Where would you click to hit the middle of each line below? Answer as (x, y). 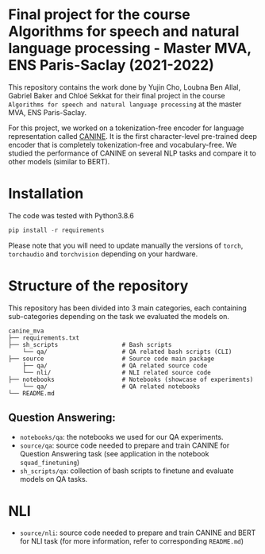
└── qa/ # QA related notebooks (111, 387)
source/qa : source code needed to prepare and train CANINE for (125, 445)
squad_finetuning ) (50, 462)
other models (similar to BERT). (59, 161)
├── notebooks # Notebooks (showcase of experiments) (131, 379)
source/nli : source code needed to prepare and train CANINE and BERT (138, 533)
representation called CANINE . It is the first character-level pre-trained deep (133, 136)
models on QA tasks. (54, 479)
